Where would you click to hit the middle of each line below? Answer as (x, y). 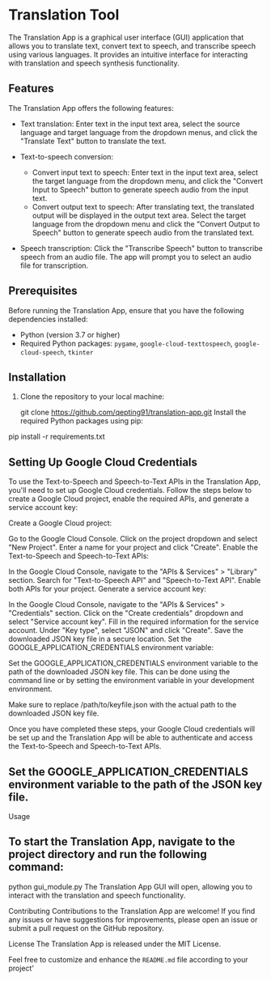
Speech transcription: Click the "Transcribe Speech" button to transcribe (141, 248)
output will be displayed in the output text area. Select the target (139, 215)
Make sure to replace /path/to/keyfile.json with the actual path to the (123, 705)
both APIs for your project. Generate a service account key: (107, 589)
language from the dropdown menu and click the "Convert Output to (146, 223)
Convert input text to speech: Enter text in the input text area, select (145, 172)
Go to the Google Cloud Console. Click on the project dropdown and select (133, 539)
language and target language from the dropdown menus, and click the (139, 132)
